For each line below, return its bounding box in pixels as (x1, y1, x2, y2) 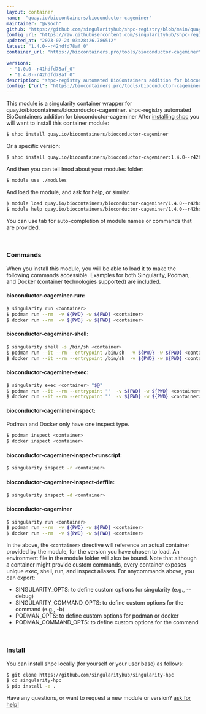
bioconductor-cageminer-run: (6, 292, 85, 299)
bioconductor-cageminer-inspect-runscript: (6, 451, 123, 458)
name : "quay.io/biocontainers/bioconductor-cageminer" (6, 15, 152, 21)
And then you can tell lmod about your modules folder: (6, 165, 144, 173)
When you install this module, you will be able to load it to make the (6, 265, 177, 272)
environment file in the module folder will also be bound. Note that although (6, 554, 197, 562)
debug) (15, 592, 34, 600)
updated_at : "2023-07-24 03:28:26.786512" (6, 37, 116, 44)
